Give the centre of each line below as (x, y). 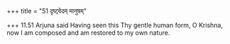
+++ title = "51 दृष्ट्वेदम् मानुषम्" (46, 11)
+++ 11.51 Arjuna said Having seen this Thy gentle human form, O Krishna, (115, 25)
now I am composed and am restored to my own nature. (88, 33)
